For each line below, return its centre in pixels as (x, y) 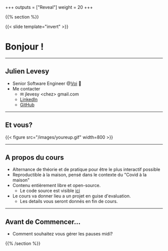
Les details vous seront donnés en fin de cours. (69, 201)
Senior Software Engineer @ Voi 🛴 (47, 83)
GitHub (27, 104)
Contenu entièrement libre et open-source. (56, 185)
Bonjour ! (24, 47)
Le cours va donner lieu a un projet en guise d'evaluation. (71, 196)
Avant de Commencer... (43, 222)
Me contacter (26, 88)
